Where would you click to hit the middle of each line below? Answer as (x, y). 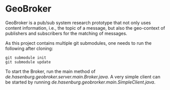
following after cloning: (29, 48)
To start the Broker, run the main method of (50, 71)
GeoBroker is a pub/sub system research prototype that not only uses (78, 23)
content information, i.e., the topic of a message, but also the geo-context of (85, 28)
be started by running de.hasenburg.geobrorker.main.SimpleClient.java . (80, 82)
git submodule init (26, 58)
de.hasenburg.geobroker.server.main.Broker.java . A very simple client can (83, 76)
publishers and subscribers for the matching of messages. (66, 33)
